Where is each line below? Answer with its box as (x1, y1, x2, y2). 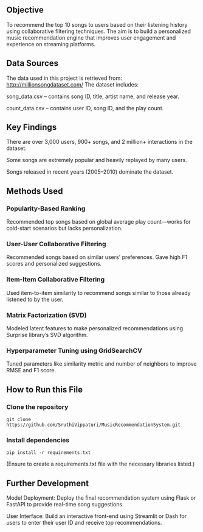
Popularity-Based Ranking (6, 204, 86, 213)
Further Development (6, 478, 89, 488)
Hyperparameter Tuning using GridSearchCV (6, 346, 143, 355)
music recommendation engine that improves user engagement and (6, 34, 176, 41)
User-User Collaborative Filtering (6, 240, 106, 249)
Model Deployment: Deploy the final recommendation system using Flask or (6, 494, 196, 502)
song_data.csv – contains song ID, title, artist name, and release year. (6, 93, 179, 100)
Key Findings (6, 122, 57, 133)
